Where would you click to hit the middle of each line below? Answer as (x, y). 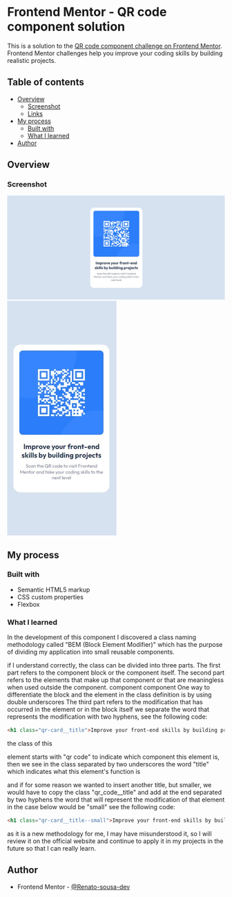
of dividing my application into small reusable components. (91, 652)
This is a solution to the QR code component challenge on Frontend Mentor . (115, 46)
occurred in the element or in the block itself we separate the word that (108, 710)
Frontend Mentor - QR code (87, 12)
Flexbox (28, 604)
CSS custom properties (50, 597)
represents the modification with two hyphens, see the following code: (107, 717)
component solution (66, 27)
